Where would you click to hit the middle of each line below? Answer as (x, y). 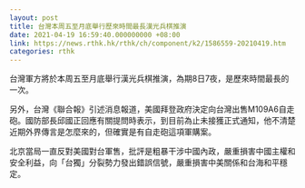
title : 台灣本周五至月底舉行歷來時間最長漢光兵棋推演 (98, 26)
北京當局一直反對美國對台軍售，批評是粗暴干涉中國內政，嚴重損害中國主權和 (152, 152)
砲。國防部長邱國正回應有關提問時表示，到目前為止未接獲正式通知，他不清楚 (152, 121)
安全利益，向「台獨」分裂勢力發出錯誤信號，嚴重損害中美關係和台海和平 (144, 163)
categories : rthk (42, 52)
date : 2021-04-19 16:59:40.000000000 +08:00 (95, 35)
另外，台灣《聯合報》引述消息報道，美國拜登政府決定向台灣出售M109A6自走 (152, 109)
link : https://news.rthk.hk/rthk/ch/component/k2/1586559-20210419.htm (148, 43)
